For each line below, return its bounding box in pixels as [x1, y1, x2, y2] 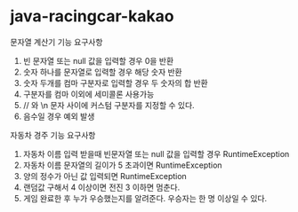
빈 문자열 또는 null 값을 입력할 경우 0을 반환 [22, 55, 174, 66]
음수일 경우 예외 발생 [22, 111, 95, 122]
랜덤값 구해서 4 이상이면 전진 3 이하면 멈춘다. [22, 182, 181, 192]
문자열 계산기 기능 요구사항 [10, 36, 103, 47]
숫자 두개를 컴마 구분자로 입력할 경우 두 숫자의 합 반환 [22, 77, 208, 88]
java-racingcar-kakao [10, 6, 174, 27]
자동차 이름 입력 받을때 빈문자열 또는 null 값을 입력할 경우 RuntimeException [22, 148, 290, 159]
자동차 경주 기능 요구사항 [10, 130, 96, 140]
